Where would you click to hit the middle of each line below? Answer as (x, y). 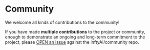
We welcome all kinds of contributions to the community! (62, 22)
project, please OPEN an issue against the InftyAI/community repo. (72, 42)
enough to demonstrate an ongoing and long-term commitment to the (75, 37)
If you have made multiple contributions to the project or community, (75, 32)
